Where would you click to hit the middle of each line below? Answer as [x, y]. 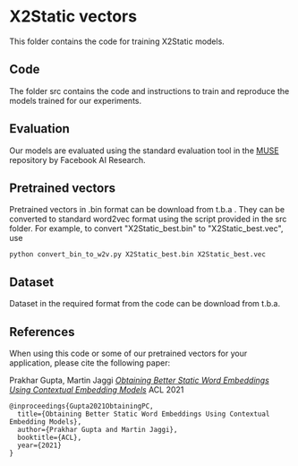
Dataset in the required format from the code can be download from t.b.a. [145, 304]
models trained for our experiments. [75, 100]
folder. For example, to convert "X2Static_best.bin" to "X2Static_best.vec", [146, 229]
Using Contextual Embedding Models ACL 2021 [97, 390]
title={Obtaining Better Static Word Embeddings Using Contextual [144, 414]
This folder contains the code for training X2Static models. [117, 41]
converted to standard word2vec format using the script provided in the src [148, 219]
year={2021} [40, 445]
